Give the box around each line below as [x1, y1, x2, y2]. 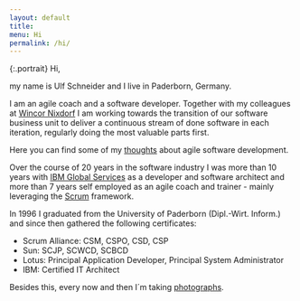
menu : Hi [9, 30, 42, 39]
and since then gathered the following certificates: [9, 218, 197, 229]
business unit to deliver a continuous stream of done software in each [9, 118, 269, 128]
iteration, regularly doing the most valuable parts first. [9, 127, 210, 138]
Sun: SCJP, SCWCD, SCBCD [22, 245, 129, 256]
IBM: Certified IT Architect [22, 264, 120, 276]
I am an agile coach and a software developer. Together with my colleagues [9, 99, 291, 109]
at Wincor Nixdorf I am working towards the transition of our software [9, 108, 268, 118]
